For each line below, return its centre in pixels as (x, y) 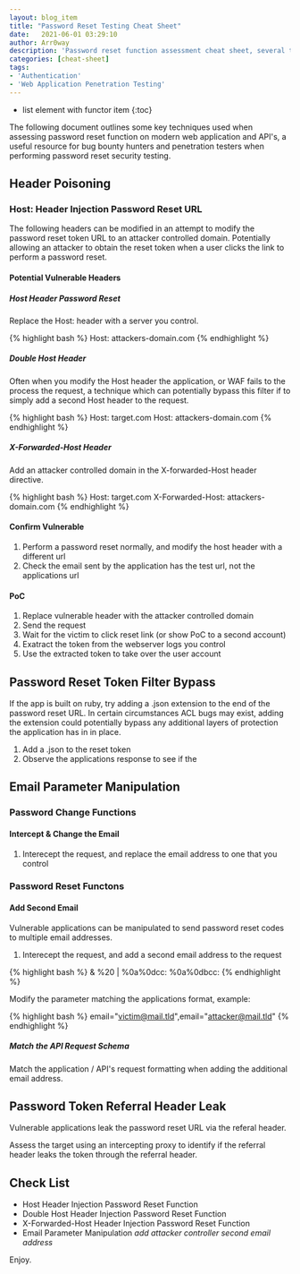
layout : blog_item (43, 17)
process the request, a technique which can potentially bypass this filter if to (150, 390)
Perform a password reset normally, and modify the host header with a (152, 547)
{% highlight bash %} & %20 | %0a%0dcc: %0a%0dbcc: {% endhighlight (145, 971)
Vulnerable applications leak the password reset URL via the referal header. (148, 1128)
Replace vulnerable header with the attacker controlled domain (138, 616)
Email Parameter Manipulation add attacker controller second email (146, 1233)
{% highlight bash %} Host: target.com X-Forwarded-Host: (117, 497)
